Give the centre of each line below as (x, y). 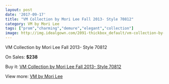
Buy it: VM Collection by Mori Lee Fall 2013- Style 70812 (63, 66)
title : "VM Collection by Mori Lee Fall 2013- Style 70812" (70, 19)
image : (12, 33)
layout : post (19, 10)
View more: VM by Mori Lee (34, 76)
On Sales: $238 (21, 57)
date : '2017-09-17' (26, 14)
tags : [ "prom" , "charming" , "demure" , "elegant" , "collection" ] (70, 28)
